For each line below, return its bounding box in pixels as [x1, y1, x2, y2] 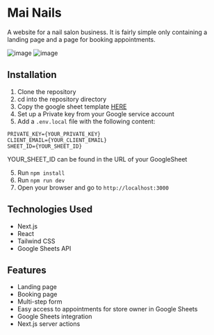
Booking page [17, 290, 58, 299]
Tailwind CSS [17, 237, 56, 245]
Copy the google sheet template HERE [17, 102, 127, 111]
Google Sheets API [17, 244, 72, 252]
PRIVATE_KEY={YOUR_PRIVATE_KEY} [7, 130, 101, 137]
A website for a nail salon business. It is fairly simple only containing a [7, 28, 208, 36]
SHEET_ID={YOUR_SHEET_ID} [7, 143, 82, 150]
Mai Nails [7, 5, 63, 21]
